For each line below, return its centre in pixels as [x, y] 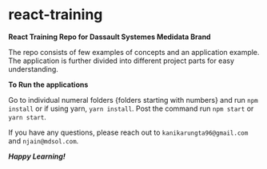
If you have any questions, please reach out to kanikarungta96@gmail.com [128, 132]
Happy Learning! [37, 156]
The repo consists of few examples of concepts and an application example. [134, 52]
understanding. [33, 69]
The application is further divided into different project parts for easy [121, 61]
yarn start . [27, 116]
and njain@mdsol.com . [44, 140]
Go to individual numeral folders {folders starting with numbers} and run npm [133, 100]
